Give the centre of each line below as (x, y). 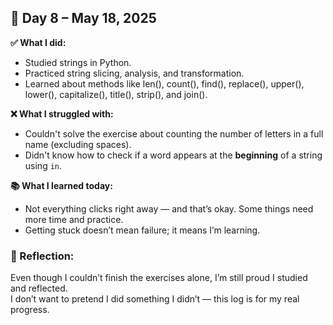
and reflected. (39, 288)
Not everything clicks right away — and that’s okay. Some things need (169, 208)
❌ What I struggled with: (62, 113)
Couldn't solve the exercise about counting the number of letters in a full (174, 133)
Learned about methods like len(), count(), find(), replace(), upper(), (164, 83)
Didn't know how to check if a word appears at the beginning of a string (173, 155)
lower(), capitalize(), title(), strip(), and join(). (116, 94)
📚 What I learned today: (61, 185)
